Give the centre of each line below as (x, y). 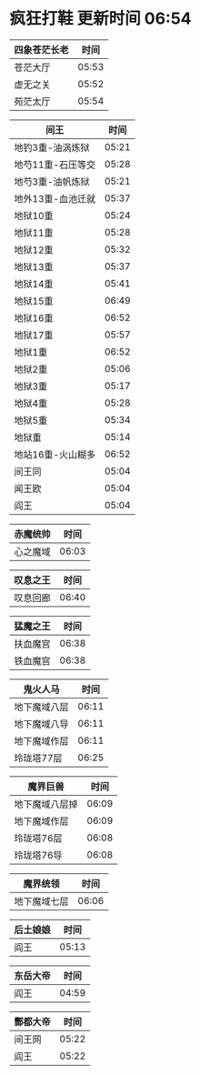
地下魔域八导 (42, 724)
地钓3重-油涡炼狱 (52, 147)
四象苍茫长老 (42, 49)
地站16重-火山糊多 (55, 454)
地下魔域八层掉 (46, 804)
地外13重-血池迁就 (55, 198)
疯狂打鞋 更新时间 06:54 (101, 19)
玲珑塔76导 (38, 855)
